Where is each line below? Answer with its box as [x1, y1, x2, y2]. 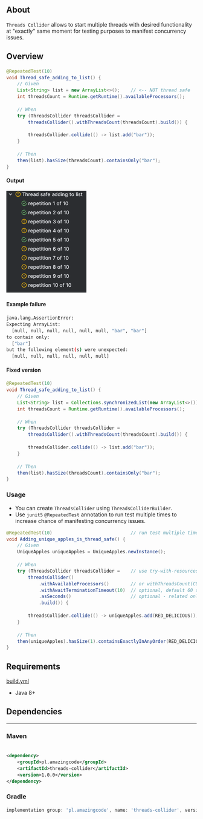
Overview [6, 51, 44, 62]
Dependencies [6, 706, 62, 717]
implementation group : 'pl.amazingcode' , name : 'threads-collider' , [6, 807, 182, 813]
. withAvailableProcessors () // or [38, 581, 145, 587]
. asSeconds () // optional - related [38, 593, 188, 600]
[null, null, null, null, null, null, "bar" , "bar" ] [11, 327, 147, 334]
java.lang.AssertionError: [6, 315, 74, 321]
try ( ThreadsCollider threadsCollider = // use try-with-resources [17, 568, 199, 574]
